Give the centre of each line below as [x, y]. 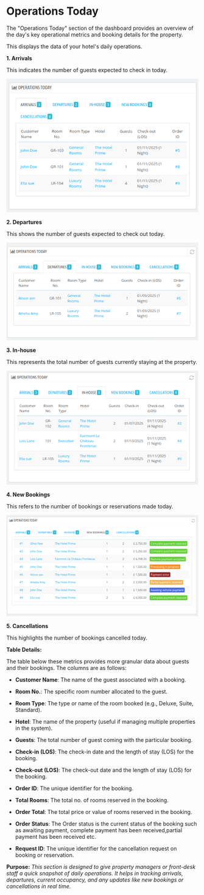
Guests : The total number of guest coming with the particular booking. [104, 740]
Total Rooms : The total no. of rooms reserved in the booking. [92, 801]
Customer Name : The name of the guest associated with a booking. [100, 680]
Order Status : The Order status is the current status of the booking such [106, 824]
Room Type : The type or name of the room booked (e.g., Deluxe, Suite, [104, 704]
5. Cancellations [27, 626]
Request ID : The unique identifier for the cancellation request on [96, 849]
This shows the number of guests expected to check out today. [86, 234]
